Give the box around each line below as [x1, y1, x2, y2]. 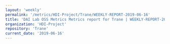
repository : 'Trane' [5, 26, 49, 31]
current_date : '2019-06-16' [5, 31, 65, 36]
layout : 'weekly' [5, 7, 42, 13]
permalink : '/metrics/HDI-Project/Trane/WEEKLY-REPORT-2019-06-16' [5, 12, 151, 17]
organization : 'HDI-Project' [5, 21, 67, 27]
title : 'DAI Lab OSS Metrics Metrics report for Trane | [5, 17, 128, 22]
